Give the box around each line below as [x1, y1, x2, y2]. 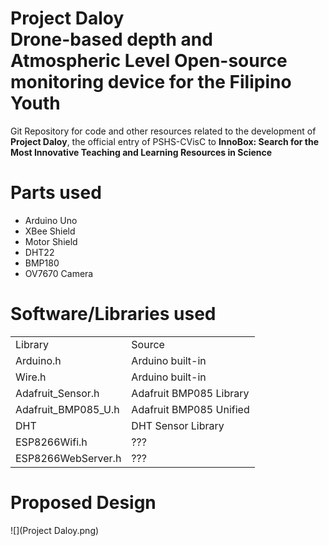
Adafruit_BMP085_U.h [15, 402, 120, 416]
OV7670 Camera [24, 267, 94, 279]
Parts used [10, 182, 102, 204]
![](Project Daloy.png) [10, 524, 100, 536]
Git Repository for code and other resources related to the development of [10, 125, 317, 137]
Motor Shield [24, 235, 78, 247]
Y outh [10, 92, 61, 115]
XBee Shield [24, 225, 76, 237]
